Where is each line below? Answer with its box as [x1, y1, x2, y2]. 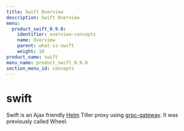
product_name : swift [6, 54, 59, 60]
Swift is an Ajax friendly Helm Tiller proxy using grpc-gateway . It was [6, 112, 179, 119]
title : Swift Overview [6, 8, 64, 15]
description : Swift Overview [6, 15, 80, 21]
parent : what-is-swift [17, 43, 74, 49]
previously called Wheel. [6, 118, 68, 125]
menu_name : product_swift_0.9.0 [6, 59, 88, 65]
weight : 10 [17, 49, 45, 55]
